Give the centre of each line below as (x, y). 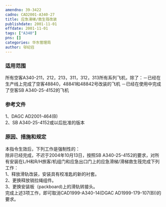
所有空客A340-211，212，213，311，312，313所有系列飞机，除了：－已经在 (83, 77)
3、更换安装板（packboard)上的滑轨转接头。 (51, 186)
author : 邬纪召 (20, 47)
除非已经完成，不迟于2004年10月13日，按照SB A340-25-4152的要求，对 (80, 155)
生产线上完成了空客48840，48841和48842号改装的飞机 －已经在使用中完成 (83, 84)
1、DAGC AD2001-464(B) (32, 117)
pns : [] (13, 38)
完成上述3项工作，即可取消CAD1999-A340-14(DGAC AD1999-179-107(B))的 (83, 193)
